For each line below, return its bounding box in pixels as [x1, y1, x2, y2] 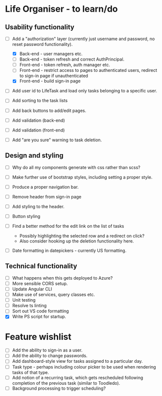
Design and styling [5, 152, 64, 160]
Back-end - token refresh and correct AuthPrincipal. [19, 56, 125, 62]
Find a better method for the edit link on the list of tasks [12, 223, 124, 229]
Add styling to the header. [12, 203, 65, 209]
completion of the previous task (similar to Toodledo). [12, 380, 120, 386]
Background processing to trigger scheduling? [12, 385, 106, 391]
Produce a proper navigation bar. [12, 184, 79, 190]
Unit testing [12, 297, 36, 303]
